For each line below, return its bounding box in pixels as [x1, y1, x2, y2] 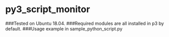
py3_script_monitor [5, 4, 90, 15]
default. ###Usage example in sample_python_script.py [5, 25, 123, 31]
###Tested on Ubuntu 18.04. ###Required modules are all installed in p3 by [5, 20, 164, 26]
